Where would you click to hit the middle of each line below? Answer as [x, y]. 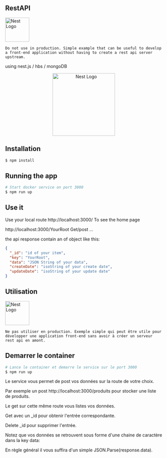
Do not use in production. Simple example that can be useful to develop [83, 48]
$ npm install [20, 160]
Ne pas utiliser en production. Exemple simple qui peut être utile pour [83, 331]
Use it [14, 208]
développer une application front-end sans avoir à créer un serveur [79, 336]
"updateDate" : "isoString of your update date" [60, 271]
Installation [23, 149]
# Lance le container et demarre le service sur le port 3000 [71, 367]
